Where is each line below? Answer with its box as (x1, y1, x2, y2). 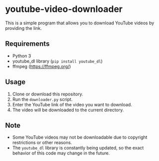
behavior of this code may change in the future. (12, 150, 110, 156)
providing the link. (5, 25, 42, 31)
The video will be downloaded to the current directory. (12, 107, 124, 113)
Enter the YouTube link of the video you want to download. (12, 101, 132, 107)
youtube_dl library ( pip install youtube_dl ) (12, 58, 103, 64)
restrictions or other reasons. (12, 140, 72, 146)
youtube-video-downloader (5, 3, 123, 15)
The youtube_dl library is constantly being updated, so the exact (12, 145, 144, 151)
